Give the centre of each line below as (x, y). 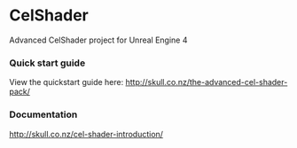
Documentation (43, 114)
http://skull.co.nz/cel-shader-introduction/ (86, 134)
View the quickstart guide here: (66, 82)
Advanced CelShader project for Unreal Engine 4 (98, 40)
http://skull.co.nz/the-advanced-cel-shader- (207, 82)
